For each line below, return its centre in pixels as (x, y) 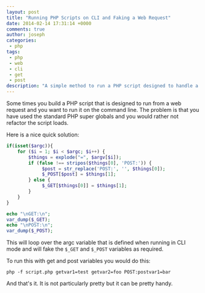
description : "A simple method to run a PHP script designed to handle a (102, 86)
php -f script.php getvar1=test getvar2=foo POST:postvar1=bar (89, 272)
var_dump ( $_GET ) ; (28, 220)
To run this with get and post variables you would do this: (79, 261)
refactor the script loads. (38, 123)
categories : (21, 40)
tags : (13, 52)
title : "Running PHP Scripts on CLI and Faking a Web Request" (89, 18)
